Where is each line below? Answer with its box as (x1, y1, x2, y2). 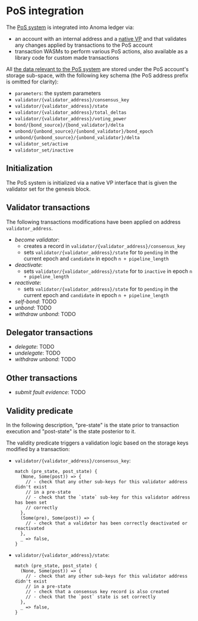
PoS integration (6, 4, 84, 18)
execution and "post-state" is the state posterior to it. (6, 428, 136, 435)
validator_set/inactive (14, 147, 74, 153)
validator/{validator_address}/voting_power (14, 115, 127, 122)
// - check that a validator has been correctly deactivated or (25, 520, 188, 526)
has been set (14, 500, 47, 506)
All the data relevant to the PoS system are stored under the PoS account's (6, 65, 189, 72)
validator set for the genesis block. (6, 185, 91, 192)
